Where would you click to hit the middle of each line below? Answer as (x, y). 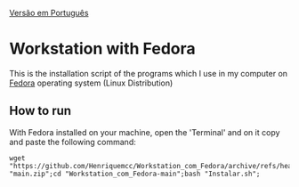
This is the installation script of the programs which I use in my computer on (148, 73)
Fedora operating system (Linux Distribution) (91, 83)
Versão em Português (49, 13)
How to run (40, 111)
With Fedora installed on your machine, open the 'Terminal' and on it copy (145, 132)
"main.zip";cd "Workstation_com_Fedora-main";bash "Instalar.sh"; (135, 174)
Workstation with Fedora (102, 49)
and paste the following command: (73, 142)
